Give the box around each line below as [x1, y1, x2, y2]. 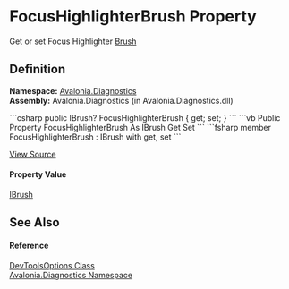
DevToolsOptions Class [9, 259, 96, 270]
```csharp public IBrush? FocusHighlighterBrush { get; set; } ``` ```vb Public [9, 112, 281, 123]
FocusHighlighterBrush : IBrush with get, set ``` [9, 132, 182, 142]
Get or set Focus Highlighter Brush [9, 36, 137, 47]
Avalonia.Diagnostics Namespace [9, 269, 132, 280]
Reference [9, 240, 49, 251]
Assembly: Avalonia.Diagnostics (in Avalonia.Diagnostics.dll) [9, 95, 234, 106]
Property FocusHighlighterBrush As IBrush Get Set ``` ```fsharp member [9, 122, 271, 132]
